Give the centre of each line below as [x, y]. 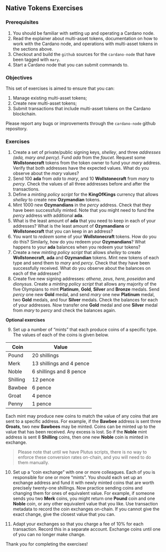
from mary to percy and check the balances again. [64, 310]
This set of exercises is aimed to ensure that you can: [60, 88]
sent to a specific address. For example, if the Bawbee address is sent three [83, 422]
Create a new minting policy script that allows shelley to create [77, 252]
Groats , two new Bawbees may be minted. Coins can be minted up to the [81, 427]
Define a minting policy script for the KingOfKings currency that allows [85, 194]
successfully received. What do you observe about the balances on [82, 268]
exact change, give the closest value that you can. [64, 514]
